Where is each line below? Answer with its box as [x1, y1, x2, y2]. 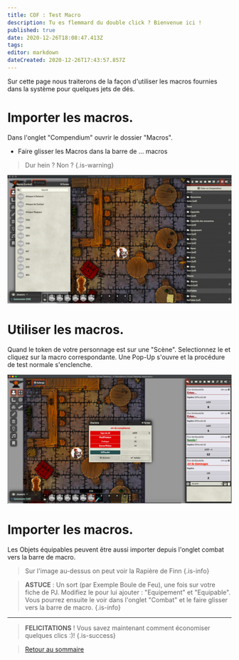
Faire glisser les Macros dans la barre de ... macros [17, 147, 168, 155]
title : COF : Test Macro [7, 11, 81, 19]
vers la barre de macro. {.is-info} [24, 603, 121, 612]
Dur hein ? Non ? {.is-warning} [24, 160, 115, 169]
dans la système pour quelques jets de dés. [7, 84, 135, 93]
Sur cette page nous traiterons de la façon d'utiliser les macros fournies [7, 77, 218, 86]
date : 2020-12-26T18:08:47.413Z [7, 34, 103, 41]
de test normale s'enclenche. [7, 361, 93, 369]
